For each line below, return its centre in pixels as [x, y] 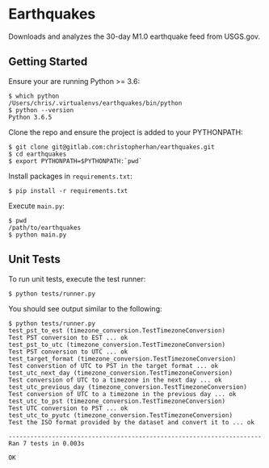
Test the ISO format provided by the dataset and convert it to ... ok [131, 422]
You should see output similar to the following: [86, 308]
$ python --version [41, 110]
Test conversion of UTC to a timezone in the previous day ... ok [122, 394]
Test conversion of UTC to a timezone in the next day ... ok [115, 380]
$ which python [34, 96]
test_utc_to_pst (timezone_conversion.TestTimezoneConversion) [117, 401]
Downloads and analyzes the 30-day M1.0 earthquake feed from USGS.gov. [134, 36]
